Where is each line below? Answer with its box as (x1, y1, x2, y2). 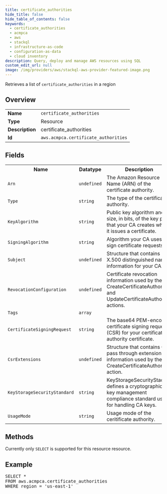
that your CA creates (106, 221, 155, 228)
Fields (5, 151, 25, 160)
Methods (5, 433, 34, 441)
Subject (7, 257, 26, 262)
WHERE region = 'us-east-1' (5, 484, 74, 489)
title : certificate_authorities (5, 7, 72, 12)
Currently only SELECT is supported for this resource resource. (5, 446, 132, 452)
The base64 (106, 317, 135, 324)
